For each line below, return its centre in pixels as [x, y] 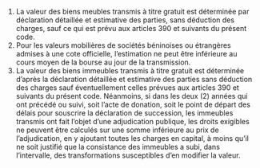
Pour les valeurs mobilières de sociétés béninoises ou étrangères [123, 45]
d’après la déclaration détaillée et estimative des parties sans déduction [134, 79]
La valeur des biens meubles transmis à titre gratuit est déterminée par [132, 12]
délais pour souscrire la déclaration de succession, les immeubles [124, 113]
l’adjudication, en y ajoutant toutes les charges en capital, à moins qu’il [132, 138]
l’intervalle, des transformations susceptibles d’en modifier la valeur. [128, 155]
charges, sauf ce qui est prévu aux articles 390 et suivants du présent [131, 28]
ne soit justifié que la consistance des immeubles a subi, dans [118, 147]
